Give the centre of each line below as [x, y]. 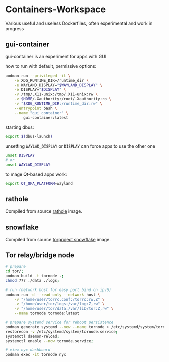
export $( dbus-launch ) [29, 136]
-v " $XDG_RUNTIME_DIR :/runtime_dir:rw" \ [58, 104]
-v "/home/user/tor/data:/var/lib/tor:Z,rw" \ [64, 309]
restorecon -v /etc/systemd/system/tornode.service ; [62, 332]
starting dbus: [20, 127]
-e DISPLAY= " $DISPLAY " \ [40, 90]
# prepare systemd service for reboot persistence [59, 322]
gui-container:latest [46, 118]
